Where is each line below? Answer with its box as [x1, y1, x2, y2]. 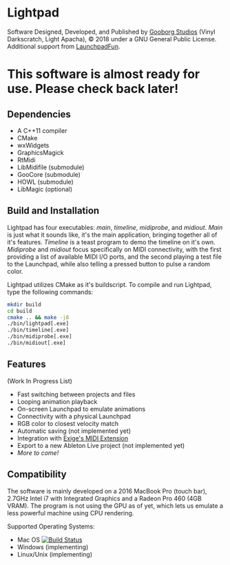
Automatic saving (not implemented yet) [17, 427, 132, 435]
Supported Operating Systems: [7, 522, 95, 531]
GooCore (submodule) [17, 170, 81, 178]
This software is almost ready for [7, 67, 200, 82]
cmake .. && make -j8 [7, 314, 70, 321]
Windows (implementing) [17, 542, 89, 551]
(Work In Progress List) [7, 376, 72, 385]
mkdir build [7, 301, 41, 308]
